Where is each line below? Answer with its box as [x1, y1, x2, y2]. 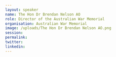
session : [5, 30, 23, 35]
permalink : [5, 35, 28, 40]
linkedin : [5, 44, 26, 49]
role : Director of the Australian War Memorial [5, 16, 105, 21]
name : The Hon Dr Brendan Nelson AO [5, 12, 80, 17]
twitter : [5, 40, 23, 45]
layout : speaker [5, 7, 39, 12]
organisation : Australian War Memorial [5, 21, 87, 26]
